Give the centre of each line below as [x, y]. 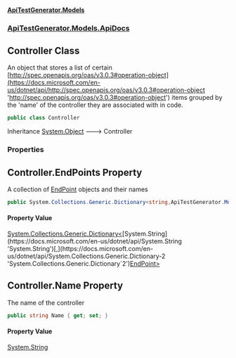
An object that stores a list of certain [60, 68]
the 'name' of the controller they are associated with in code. [96, 105]
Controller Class [44, 50]
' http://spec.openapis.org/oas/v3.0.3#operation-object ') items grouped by [115, 98]
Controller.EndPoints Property [75, 172]
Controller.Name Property [65, 286]
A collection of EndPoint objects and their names [78, 189]
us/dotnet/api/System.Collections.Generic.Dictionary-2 [86, 256]
